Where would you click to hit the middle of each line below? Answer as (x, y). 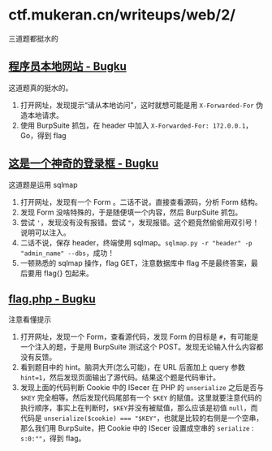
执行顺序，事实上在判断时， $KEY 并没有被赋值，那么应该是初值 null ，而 (139, 408)
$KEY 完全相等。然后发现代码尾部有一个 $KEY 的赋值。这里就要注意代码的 (141, 398)
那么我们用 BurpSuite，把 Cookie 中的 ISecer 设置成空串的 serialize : (137, 428)
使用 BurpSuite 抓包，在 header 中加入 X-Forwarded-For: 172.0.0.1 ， (136, 125)
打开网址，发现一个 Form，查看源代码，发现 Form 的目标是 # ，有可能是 (139, 337)
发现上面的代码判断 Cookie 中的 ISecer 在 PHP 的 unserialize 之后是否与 (142, 388)
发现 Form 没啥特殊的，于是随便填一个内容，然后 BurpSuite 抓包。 (131, 212)
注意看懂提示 (30, 319)
